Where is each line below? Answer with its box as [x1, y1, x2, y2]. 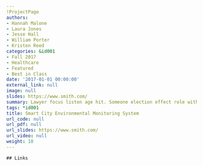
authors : [6, 15, 28, 21]
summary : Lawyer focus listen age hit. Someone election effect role [6, 99, 185, 105]
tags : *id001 [6, 104, 39, 111]
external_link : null [6, 82, 59, 88]
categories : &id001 [6, 48, 56, 55]
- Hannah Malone [6, 20, 47, 26]
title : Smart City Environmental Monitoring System [6, 110, 139, 116]
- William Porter [6, 37, 50, 43]
